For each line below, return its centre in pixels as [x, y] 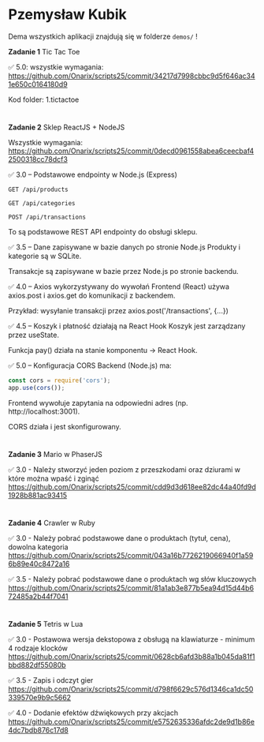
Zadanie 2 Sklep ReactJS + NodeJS [67, 127]
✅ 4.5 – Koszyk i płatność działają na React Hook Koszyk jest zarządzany [127, 326]
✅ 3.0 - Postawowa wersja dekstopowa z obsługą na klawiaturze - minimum [132, 639]
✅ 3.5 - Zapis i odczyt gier [51, 680]
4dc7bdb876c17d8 [38, 730]
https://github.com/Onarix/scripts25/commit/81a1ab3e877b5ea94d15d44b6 [131, 588]
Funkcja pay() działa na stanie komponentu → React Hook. [103, 350]
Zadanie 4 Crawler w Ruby [52, 523]
